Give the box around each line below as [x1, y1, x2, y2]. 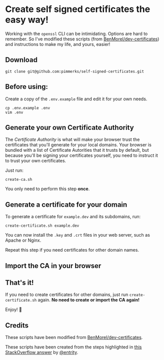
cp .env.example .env [5, 105, 50, 110]
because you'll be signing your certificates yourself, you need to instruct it [5, 152, 158, 158]
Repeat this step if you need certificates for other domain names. [5, 247, 139, 253]
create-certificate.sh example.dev [5, 223, 79, 228]
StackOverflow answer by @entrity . [5, 350, 78, 356]
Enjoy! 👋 [5, 307, 22, 313]
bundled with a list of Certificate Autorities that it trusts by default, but [5, 147, 149, 153]
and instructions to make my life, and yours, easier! [5, 41, 110, 47]
